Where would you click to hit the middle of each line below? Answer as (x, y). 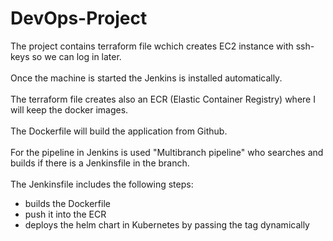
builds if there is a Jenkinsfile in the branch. (100, 163)
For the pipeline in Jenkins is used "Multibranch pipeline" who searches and (167, 152)
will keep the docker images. (69, 109)
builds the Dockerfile (67, 203)
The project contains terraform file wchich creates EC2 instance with (152, 46)
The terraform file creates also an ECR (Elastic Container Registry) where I (163, 99)
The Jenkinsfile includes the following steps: (102, 184)
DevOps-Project (79, 18)
